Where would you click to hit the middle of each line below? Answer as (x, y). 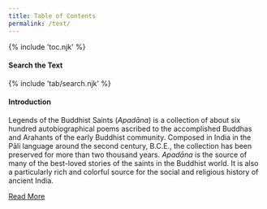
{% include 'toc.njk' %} (47, 46)
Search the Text (36, 65)
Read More (27, 196)
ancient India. (31, 181)
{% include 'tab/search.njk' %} (60, 83)
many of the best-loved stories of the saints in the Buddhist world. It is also (133, 163)
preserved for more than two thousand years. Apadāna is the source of (128, 155)
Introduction (30, 102)
